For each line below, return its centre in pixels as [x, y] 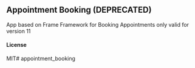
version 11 [19, 31]
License [17, 45]
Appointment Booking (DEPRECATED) [79, 10]
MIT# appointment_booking [41, 59]
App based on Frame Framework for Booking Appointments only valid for [98, 24]
